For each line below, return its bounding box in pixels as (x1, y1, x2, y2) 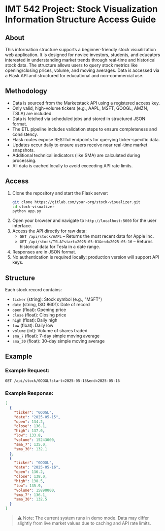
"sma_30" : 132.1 (14, 446, 48, 451)
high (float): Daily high (12, 317, 58, 323)
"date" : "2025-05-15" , (14, 414, 61, 419)
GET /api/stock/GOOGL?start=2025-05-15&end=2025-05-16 (5, 378, 120, 383)
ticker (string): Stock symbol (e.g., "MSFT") (12, 296, 102, 302)
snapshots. (12, 147, 35, 153)
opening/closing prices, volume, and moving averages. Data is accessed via (5, 67, 160, 73)
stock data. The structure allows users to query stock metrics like (5, 62, 138, 68)
